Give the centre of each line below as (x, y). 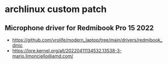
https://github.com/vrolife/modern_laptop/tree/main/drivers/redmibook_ (87, 40)
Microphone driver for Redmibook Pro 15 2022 (79, 28)
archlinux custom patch (56, 9)
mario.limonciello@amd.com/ (43, 56)
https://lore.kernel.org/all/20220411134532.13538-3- (67, 51)
